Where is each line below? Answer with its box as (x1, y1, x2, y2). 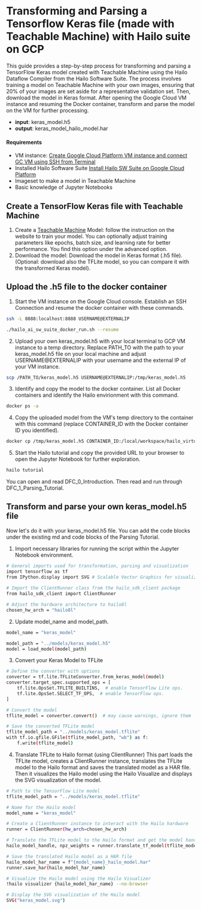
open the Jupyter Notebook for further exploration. (14, 455, 141, 463)
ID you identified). (14, 427, 59, 434)
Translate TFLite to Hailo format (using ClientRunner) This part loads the (14, 751, 193, 758)
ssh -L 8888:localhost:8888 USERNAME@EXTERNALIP (6, 316, 130, 322)
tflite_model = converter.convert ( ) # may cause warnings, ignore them (6, 712, 191, 718)
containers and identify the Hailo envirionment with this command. (14, 391, 179, 399)
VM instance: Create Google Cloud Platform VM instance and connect (14, 152, 187, 159)
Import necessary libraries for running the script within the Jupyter (14, 545, 179, 552)
